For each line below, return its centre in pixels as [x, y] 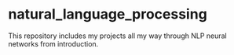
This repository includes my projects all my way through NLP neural [118, 36]
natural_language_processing [108, 14]
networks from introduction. [53, 43]
